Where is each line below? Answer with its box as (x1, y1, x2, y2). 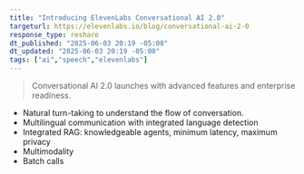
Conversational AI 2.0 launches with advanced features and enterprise (31, 81, 296, 91)
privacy (22, 137, 52, 147)
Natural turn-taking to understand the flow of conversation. (22, 108, 244, 118)
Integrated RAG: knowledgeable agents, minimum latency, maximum (22, 127, 279, 137)
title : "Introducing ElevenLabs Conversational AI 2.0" (9, 13, 225, 23)
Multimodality (22, 146, 74, 157)
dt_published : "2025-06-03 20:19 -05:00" (9, 38, 169, 48)
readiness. (31, 90, 72, 101)
